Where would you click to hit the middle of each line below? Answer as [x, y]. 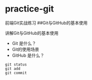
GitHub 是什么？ [28, 55]
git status [16, 64]
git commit [16, 73]
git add [13, 68]
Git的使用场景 [26, 49]
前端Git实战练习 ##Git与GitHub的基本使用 [46, 23]
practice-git [30, 9]
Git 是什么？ [24, 43]
